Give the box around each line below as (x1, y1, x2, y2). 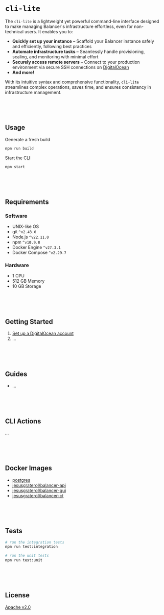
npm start (5, 164, 25, 169)
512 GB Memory (12, 278, 45, 284)
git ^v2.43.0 (12, 229, 37, 235)
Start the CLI (5, 155, 31, 161)
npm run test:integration (5, 544, 58, 549)
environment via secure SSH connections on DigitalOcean (12, 64, 129, 70)
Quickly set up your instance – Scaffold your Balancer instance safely (12, 38, 154, 44)
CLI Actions (5, 417, 41, 425)
